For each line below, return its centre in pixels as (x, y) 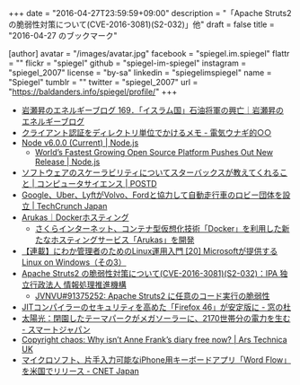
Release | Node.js (67, 162)
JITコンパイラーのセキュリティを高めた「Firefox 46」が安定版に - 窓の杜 (156, 307)
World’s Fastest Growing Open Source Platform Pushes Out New (154, 152)
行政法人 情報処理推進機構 (78, 284)
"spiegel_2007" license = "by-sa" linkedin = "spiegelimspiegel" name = (140, 73)
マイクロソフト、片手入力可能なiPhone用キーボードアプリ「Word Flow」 (156, 360)
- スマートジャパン (56, 329)
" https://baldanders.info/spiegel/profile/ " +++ (93, 92)
